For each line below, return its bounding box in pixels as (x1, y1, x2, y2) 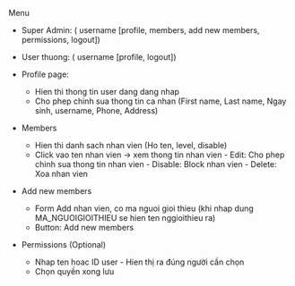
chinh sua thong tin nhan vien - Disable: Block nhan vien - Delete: (34, 159, 277, 169)
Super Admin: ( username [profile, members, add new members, (21, 25, 260, 35)
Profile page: (21, 69, 69, 80)
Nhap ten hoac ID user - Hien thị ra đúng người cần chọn (34, 257, 245, 267)
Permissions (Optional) (21, 240, 107, 249)
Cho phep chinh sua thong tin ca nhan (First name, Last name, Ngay (34, 96, 287, 106)
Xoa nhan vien (34, 169, 89, 179)
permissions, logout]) (21, 35, 100, 45)
